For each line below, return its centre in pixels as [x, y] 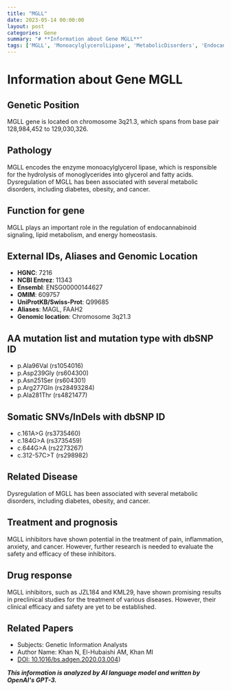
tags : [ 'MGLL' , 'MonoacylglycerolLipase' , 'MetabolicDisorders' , [102, 45]
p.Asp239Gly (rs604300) [53, 373]
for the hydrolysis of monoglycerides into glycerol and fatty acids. [100, 174]
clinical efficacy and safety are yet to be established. [82, 606]
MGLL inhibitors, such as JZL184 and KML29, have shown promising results [114, 592]
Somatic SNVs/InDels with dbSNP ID [86, 416]
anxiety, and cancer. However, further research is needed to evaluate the [110, 546]
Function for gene [46, 211]
